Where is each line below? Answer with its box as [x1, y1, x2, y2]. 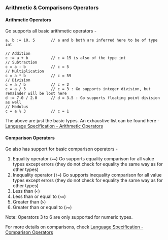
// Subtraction [5, 60, 38, 65]
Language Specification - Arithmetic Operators [5, 123, 103, 129]
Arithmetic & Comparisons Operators [5, 4, 99, 11]
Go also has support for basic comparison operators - [5, 146, 118, 152]
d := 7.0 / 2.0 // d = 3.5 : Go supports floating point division [5, 95, 160, 100]
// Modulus [5, 105, 28, 110]
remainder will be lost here [5, 91, 67, 96]
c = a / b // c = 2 [5, 82, 70, 87]
